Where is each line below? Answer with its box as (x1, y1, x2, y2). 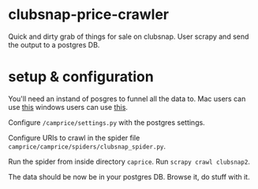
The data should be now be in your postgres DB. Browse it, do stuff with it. (8, 172, 250, 181)
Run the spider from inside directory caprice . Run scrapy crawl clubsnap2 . (8, 157, 251, 166)
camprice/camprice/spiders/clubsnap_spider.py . (8, 141, 166, 151)
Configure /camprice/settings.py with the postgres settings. (8, 117, 205, 127)
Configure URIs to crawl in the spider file (8, 133, 140, 142)
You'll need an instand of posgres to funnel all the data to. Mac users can (8, 93, 246, 104)
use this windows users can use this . (8, 102, 129, 112)
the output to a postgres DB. (8, 40, 100, 49)
